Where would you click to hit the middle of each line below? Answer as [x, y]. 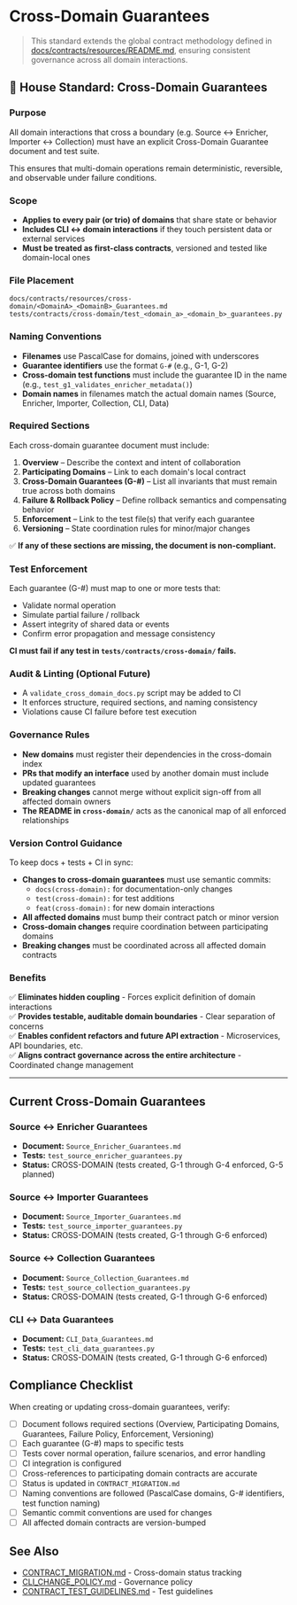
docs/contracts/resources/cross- [71, 299]
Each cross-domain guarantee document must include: [109, 445]
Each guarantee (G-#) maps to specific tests [103, 1443]
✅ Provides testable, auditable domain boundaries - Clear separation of [142, 1017]
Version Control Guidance [66, 843]
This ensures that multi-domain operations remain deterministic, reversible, [146, 168]
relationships [45, 820]
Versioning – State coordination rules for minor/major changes [136, 528]
